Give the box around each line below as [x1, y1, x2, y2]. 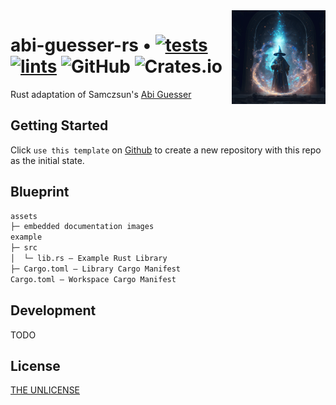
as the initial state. [10, 154, 85, 166]
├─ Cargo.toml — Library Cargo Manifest [10, 264, 182, 274]
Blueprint [10, 184, 70, 201]
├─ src [10, 243, 38, 253]
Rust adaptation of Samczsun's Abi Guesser [10, 88, 192, 100]
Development [10, 302, 97, 319]
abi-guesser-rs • [10, 34, 152, 57]
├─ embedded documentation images [10, 222, 155, 232]
